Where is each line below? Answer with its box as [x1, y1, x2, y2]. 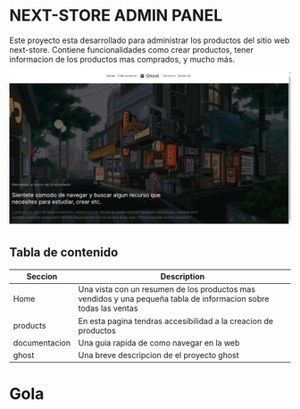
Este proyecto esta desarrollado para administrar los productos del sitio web [9, 35, 290, 46]
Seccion [26, 271, 58, 282]
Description [160, 271, 205, 282]
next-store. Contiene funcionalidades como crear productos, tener [9, 44, 254, 54]
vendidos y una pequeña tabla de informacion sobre [78, 294, 270, 305]
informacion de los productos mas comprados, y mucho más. [9, 54, 235, 64]
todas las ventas [78, 303, 138, 313]
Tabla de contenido [9, 245, 119, 260]
